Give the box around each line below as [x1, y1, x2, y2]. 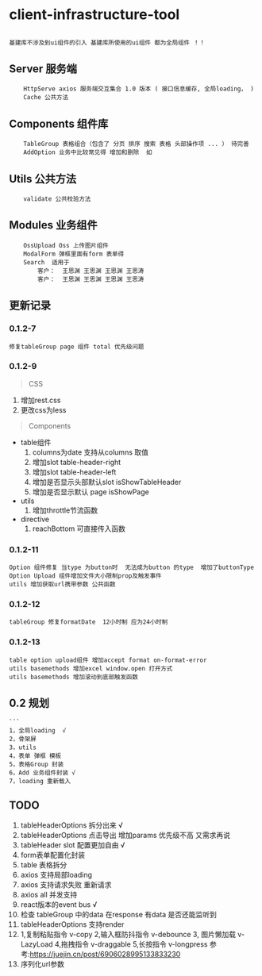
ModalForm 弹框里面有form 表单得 [23, 250, 125, 258]
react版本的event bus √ [20, 900, 98, 909]
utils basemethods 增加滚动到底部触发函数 [9, 673, 138, 681]
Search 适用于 [23, 258, 70, 267]
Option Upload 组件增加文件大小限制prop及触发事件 [9, 572, 162, 580]
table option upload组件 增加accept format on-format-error [9, 656, 207, 664]
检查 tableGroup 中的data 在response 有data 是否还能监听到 [20, 910, 218, 920]
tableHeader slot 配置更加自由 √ [20, 840, 125, 850]
